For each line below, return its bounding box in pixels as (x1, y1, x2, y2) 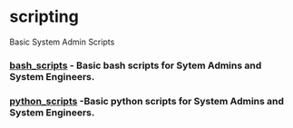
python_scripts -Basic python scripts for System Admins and (9, 94, 284, 107)
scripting (9, 6, 79, 27)
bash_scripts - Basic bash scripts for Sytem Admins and (9, 59, 262, 72)
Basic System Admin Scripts (9, 36, 115, 47)
